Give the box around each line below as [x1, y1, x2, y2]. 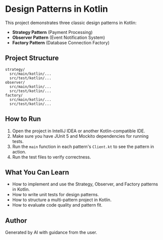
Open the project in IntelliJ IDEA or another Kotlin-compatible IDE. [12, 128, 145, 134]
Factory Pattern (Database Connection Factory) [12, 39, 109, 45]
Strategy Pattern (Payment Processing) [12, 29, 93, 35]
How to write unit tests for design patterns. [12, 192, 99, 198]
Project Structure [5, 54, 59, 62]
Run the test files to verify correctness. [12, 154, 91, 160]
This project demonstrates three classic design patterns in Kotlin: [5, 20, 136, 26]
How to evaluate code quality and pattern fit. [12, 202, 103, 208]
